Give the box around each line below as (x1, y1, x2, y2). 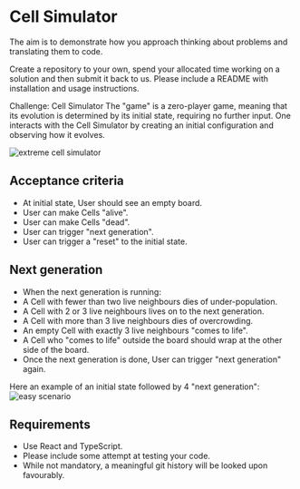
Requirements (9, 416, 91, 432)
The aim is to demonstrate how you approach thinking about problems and (9, 36, 288, 47)
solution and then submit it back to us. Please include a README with (9, 73, 269, 83)
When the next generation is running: (22, 286, 161, 297)
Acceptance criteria (9, 173, 124, 189)
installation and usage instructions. (9, 83, 140, 93)
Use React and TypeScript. (22, 441, 123, 452)
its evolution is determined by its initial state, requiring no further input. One (9, 110, 292, 121)
